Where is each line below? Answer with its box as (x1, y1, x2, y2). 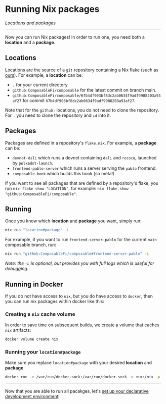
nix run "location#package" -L (5, 228, 70, 233)
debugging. (5, 266, 29, 272)
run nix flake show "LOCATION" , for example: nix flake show (5, 185, 129, 191)
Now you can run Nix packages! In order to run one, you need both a (5, 34, 145, 40)
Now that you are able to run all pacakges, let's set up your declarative (5, 388, 149, 394)
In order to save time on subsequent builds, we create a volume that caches (5, 322, 160, 328)
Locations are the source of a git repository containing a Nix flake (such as (5, 67, 159, 73)
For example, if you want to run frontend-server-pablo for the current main (5, 237, 157, 243)
